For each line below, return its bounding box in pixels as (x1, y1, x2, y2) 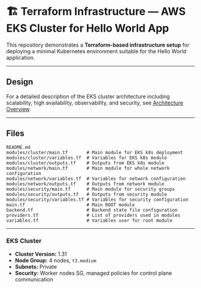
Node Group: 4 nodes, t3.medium (14, 256, 97, 264)
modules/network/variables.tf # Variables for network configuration (6, 176, 186, 182)
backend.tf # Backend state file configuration (6, 207, 178, 213)
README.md (6, 144, 31, 150)
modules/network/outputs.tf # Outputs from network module (6, 180, 165, 187)
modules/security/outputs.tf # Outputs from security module (6, 191, 167, 197)
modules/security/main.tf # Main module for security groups (6, 186, 175, 192)
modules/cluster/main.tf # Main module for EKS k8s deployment (6, 149, 184, 155)
